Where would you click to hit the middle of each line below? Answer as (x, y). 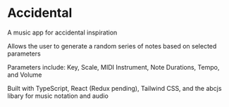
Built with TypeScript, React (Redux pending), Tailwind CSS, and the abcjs (114, 88)
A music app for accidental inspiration (62, 32)
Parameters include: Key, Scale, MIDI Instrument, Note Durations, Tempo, (113, 67)
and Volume (25, 75)
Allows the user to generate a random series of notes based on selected (112, 46)
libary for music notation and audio (58, 96)
